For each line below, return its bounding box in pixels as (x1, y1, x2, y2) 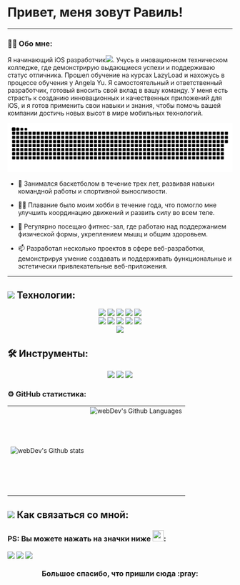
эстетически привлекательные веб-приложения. (17, 261, 168, 270)
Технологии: (16, 289, 76, 301)
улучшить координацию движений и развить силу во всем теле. (17, 208, 215, 216)
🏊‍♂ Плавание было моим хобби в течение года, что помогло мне (17, 201, 217, 209)
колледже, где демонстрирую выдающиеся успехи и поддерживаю (7, 64, 216, 72)
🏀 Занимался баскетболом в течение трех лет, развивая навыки (17, 179, 215, 188)
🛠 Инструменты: (7, 348, 89, 360)
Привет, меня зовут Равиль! (7, 4, 184, 21)
